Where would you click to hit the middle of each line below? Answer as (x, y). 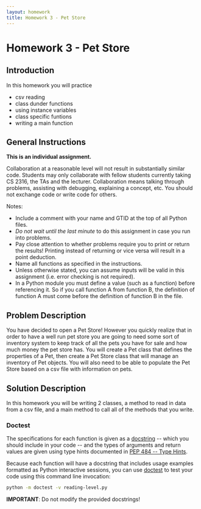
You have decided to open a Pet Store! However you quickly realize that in (99, 330)
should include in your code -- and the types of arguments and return (93, 445)
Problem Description (46, 315)
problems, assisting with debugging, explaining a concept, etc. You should (100, 188)
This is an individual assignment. (49, 157)
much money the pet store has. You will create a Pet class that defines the (99, 350)
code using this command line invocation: (58, 477)
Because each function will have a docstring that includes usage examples (100, 463)
